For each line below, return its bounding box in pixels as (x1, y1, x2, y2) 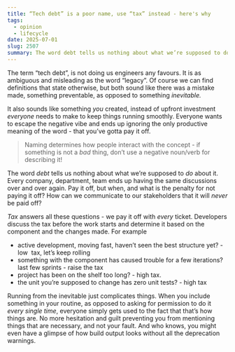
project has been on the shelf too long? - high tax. (17, 271, 162, 279)
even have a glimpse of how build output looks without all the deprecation (7, 329, 220, 337)
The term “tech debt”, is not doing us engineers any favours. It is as (7, 68, 201, 77)
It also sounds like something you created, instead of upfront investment (7, 104, 216, 113)
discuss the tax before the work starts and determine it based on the (7, 219, 205, 228)
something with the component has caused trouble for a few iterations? (17, 255, 224, 264)
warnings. (7, 336, 36, 344)
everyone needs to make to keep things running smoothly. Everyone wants (7, 111, 222, 120)
